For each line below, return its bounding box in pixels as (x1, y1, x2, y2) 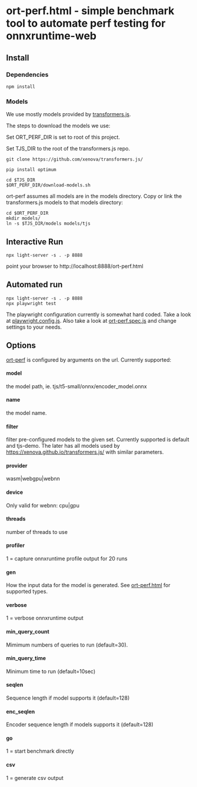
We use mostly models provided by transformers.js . (6, 111, 131, 118)
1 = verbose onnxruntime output (6, 615, 84, 622)
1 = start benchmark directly (6, 747, 75, 755)
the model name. (6, 409, 47, 417)
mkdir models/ (6, 215, 41, 222)
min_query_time (6, 655, 46, 662)
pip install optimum (6, 167, 57, 173)
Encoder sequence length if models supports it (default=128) (6, 721, 154, 728)
